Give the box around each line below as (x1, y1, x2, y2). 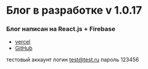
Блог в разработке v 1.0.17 (6, 4, 143, 17)
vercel (14, 38, 31, 45)
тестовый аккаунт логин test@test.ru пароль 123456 (6, 56, 140, 63)
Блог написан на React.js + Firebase (6, 25, 116, 33)
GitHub (14, 45, 33, 52)
